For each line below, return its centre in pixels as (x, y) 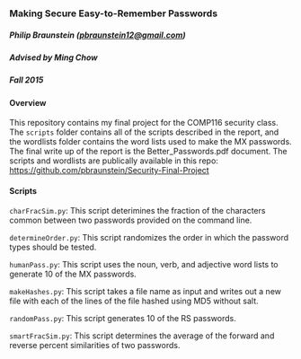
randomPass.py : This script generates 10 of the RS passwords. (123, 319)
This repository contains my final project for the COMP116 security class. (144, 123)
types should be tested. (53, 247)
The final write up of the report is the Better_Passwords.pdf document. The (148, 152)
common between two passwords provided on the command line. (131, 220)
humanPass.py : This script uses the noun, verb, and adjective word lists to (144, 265)
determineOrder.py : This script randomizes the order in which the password (149, 238)
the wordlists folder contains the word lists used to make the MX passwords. (150, 142)
